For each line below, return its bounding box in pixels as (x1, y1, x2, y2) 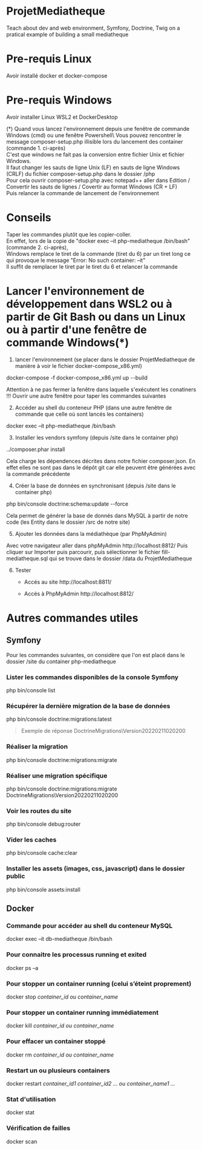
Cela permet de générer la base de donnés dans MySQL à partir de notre (6, 512, 189, 519)
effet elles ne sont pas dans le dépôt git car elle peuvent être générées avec (6, 464, 196, 471)
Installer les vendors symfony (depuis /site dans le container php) (15, 433, 178, 441)
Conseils (6, 211, 51, 224)
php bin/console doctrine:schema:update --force (6, 500, 129, 507)
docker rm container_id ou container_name (6, 1051, 114, 1058)
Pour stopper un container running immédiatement (6, 1008, 159, 1017)
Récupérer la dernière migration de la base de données (6, 701, 171, 710)
